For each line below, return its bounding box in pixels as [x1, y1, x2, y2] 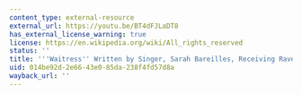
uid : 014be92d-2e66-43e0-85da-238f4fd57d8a [9, 64, 175, 73]
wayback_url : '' [9, 72, 70, 81]
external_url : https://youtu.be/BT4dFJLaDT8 [9, 21, 179, 30]
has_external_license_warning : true [9, 30, 147, 38]
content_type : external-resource [9, 13, 135, 22]
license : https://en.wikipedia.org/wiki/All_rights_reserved [9, 38, 244, 47]
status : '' [9, 47, 50, 56]
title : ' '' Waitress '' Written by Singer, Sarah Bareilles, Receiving [9, 55, 276, 64]
